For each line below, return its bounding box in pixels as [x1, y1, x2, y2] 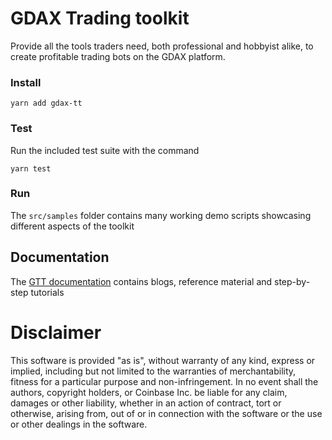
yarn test [10, 163, 52, 174]
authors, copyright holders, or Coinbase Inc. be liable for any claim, [10, 386, 288, 398]
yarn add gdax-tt [10, 98, 83, 109]
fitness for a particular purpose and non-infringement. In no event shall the [10, 375, 319, 387]
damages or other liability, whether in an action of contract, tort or [10, 397, 282, 409]
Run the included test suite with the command [10, 144, 200, 156]
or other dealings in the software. [10, 418, 148, 430]
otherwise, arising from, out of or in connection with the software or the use [10, 407, 323, 419]
